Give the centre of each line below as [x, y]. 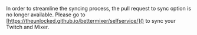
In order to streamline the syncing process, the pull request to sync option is [99, 8]
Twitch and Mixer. [28, 27]
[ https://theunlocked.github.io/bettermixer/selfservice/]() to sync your [91, 21]
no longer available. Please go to [46, 15]
